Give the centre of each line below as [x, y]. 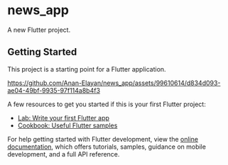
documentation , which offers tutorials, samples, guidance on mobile [107, 147]
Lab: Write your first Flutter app [64, 118]
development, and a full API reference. [64, 154]
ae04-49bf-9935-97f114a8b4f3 [54, 90]
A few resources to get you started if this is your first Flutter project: [107, 104]
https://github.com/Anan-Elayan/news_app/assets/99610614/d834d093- [114, 83]
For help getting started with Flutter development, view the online [103, 139]
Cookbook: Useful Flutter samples [67, 125]
